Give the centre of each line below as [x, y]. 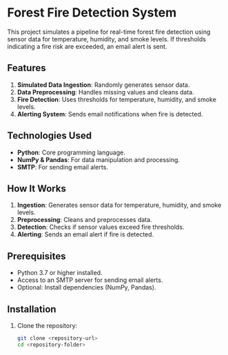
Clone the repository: [47, 326]
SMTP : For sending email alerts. [63, 167]
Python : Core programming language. [71, 152]
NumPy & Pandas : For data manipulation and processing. [99, 159]
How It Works [37, 189]
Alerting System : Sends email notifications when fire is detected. [110, 114]
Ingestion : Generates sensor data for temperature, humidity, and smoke [119, 205]
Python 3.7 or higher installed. [60, 273]
